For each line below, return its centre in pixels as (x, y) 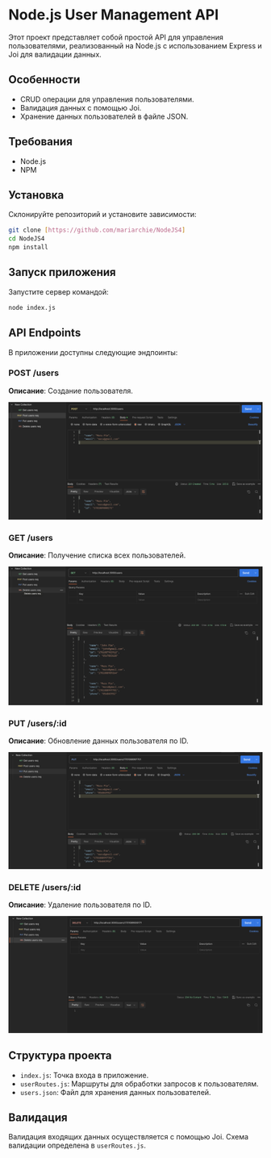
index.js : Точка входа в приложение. (84, 1075)
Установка (36, 195)
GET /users (31, 537)
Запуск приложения (62, 272)
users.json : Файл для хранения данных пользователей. (115, 1092)
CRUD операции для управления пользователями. (107, 99)
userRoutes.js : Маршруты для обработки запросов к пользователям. (139, 1084)
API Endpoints (45, 333)
